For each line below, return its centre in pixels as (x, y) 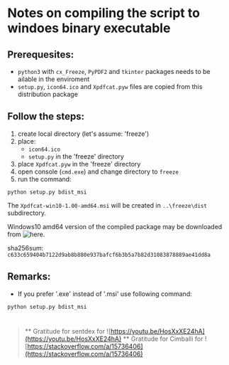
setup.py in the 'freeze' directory (76, 156)
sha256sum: (26, 248)
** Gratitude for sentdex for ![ (68, 331)
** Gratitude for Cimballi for (163, 339)
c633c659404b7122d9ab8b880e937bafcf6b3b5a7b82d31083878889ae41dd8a (109, 255)
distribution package (48, 94)
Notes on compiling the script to (104, 13)
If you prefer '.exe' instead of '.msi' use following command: (105, 294)
